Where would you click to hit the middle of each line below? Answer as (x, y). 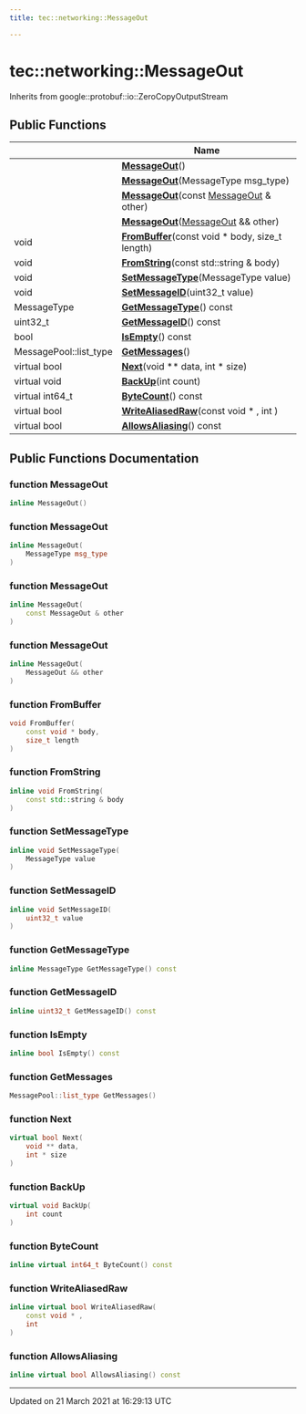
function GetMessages (61, 1076)
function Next (41, 1118)
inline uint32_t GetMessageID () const (83, 1011)
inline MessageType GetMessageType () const (93, 969)
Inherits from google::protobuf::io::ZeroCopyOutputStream (119, 96)
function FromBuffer (56, 704)
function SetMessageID (63, 890)
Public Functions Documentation (104, 458)
